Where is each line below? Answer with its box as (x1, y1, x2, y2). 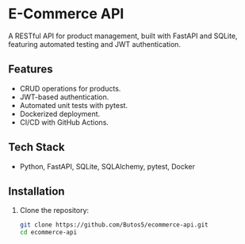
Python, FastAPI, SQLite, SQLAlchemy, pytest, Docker (19, 161, 196, 171)
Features (8, 63, 53, 76)
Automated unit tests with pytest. (19, 100, 128, 110)
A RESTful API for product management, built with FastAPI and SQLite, (8, 31, 238, 41)
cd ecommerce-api (19, 228, 78, 237)
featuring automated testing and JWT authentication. (8, 39, 181, 48)
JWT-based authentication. (19, 92, 109, 102)
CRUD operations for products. (19, 83, 121, 93)
